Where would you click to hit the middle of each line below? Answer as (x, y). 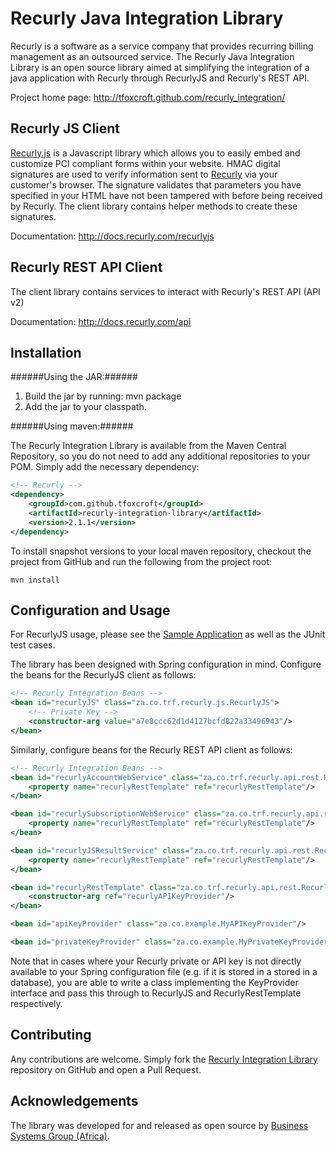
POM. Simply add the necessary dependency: (105, 467)
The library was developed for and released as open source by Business (159, 1125)
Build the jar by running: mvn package (103, 396)
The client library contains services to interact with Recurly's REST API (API (165, 291)
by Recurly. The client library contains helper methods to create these (154, 206)
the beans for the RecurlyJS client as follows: (103, 675)
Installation (46, 352)
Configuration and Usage (90, 610)
